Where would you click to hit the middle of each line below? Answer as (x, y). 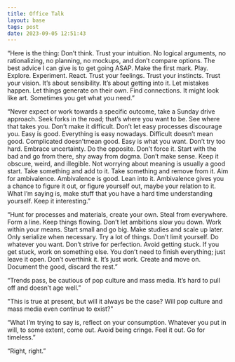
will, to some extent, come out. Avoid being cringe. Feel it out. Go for (106, 330)
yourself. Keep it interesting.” (49, 201)
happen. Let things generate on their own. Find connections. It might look (113, 90)
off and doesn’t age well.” (44, 288)
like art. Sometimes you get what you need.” (71, 98)
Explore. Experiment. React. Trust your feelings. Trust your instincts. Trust (114, 76)
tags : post (23, 27)
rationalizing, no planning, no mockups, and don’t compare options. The (111, 61)
